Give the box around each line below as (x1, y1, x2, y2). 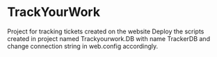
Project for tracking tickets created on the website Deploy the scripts (7, 27, 204, 35)
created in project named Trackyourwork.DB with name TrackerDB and (7, 34, 211, 42)
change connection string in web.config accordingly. (7, 42, 159, 50)
